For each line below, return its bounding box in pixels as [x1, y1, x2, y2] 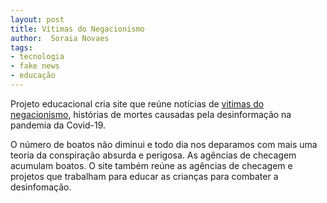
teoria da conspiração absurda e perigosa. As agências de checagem [10, 149, 297, 161]
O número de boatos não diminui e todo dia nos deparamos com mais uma [10, 138, 318, 150]
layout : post [10, 14, 65, 25]
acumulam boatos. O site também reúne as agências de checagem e [10, 159, 293, 171]
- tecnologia [10, 52, 65, 62]
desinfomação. [10, 181, 72, 193]
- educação [10, 71, 56, 81]
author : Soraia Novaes [10, 33, 110, 43]
